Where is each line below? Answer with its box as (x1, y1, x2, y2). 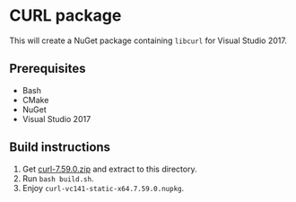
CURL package (9, 5, 122, 26)
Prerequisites (9, 61, 86, 76)
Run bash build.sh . (22, 172, 94, 184)
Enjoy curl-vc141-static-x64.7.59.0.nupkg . (22, 182, 185, 193)
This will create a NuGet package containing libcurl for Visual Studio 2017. (9, 35, 287, 46)
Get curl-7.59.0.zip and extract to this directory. (22, 163, 197, 174)
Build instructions (9, 140, 110, 155)
